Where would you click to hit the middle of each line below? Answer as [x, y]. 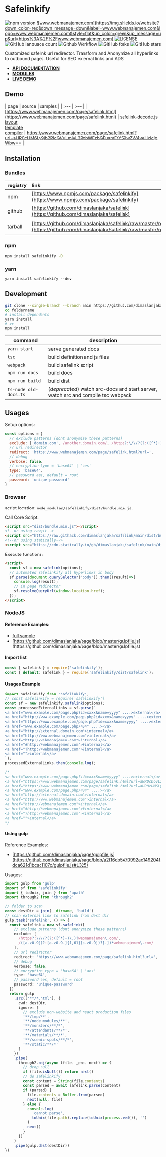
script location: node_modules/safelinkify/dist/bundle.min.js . [69, 508]
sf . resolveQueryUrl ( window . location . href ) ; [60, 591]
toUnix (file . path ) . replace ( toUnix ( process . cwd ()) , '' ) [89, 1118]
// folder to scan [24, 906]
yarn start [20, 349]
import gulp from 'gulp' [31, 883]
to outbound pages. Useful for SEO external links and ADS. [65, 58]
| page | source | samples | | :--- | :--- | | [46, 106]
